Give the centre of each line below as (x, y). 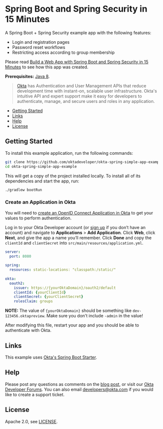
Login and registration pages (41, 42)
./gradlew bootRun (24, 190)
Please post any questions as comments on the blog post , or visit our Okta (79, 384)
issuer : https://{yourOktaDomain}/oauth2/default (65, 288)
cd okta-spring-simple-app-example (41, 166)
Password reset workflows (39, 47)
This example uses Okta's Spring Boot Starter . (51, 357)
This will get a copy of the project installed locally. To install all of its (73, 176)
